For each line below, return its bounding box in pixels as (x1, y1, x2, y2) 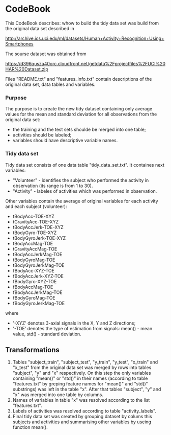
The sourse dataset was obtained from (5, 51, 87, 57)
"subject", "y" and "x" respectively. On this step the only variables (12, 370, 151, 376)
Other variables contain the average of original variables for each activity (5, 198, 159, 204)
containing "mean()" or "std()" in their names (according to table (12, 375, 148, 381)
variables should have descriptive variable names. (12, 138, 118, 144)
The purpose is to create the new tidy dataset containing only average (5, 106, 153, 112)
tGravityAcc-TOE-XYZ (12, 218, 59, 225)
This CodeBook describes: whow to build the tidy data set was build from (5, 20, 159, 26)
